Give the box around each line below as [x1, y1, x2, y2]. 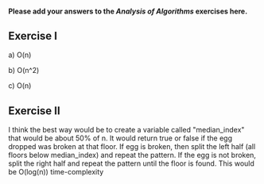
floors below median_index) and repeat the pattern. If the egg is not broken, [8, 151, 257, 160]
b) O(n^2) [8, 66, 40, 75]
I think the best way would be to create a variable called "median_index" [8, 125, 245, 135]
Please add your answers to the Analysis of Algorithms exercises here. [8, 6, 248, 16]
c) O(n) [8, 81, 32, 90]
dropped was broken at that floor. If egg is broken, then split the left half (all [8, 142, 256, 151]
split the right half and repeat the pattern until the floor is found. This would [8, 159, 254, 168]
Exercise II [8, 104, 61, 117]
